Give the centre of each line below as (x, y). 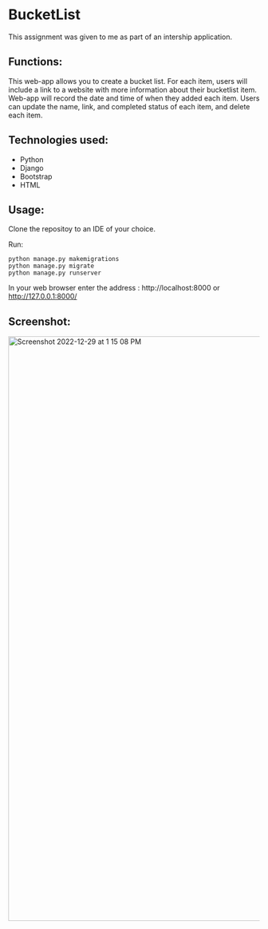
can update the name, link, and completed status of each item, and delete (129, 106)
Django (32, 168)
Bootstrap (36, 176)
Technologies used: (59, 140)
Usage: (27, 210)
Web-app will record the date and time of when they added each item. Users (134, 98)
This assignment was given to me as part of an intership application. (120, 37)
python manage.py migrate (51, 266)
